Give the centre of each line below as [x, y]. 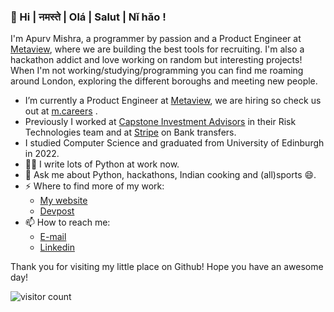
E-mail [53, 237]
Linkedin [57, 247]
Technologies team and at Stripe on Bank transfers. [130, 132]
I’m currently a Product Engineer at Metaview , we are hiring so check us [173, 101]
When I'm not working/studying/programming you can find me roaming [157, 71]
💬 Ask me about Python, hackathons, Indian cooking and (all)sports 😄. [170, 175]
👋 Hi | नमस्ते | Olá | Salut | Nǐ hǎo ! [88, 17]
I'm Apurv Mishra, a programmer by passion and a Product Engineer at [156, 39]
